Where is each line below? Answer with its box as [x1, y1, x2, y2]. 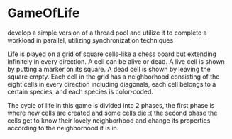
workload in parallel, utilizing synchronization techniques [7, 35, 174, 44]
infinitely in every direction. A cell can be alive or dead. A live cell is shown [7, 57, 225, 65]
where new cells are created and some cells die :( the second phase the [7, 109, 218, 117]
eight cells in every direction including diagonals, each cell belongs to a [7, 79, 216, 88]
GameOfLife [7, 5, 80, 21]
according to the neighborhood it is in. [7, 123, 119, 132]
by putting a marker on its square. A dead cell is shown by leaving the [7, 65, 211, 73]
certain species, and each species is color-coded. [7, 87, 154, 96]
